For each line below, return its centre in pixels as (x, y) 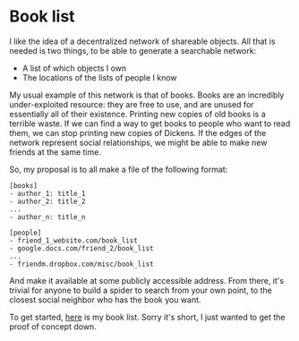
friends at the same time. (55, 152)
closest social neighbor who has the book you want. (105, 299)
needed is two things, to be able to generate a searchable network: (133, 50)
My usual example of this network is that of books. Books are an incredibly (147, 95)
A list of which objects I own (74, 68)
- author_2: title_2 (48, 201)
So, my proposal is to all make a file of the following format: (119, 169)
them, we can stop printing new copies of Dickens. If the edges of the (138, 132)
